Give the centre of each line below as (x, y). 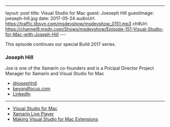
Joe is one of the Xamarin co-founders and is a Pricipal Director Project (80, 68)
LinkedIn (22, 94)
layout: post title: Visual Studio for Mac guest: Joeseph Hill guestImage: (80, 13)
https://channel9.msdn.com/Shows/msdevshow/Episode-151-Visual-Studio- (84, 29)
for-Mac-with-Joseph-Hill (32, 34)
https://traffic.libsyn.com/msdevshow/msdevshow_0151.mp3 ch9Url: (77, 24)
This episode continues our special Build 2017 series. (61, 44)
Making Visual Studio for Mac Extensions (55, 119)
